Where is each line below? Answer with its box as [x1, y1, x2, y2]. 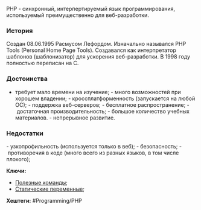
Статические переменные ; [14, 185, 85, 192]
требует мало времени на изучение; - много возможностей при [14, 88, 181, 95]
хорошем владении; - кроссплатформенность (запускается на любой [14, 95, 196, 102]
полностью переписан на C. [6, 60, 79, 67]
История [6, 27, 33, 35]
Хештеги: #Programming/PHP [6, 197, 83, 204]
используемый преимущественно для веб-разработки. [6, 11, 150, 19]
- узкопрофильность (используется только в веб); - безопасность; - [6, 142, 182, 150]
